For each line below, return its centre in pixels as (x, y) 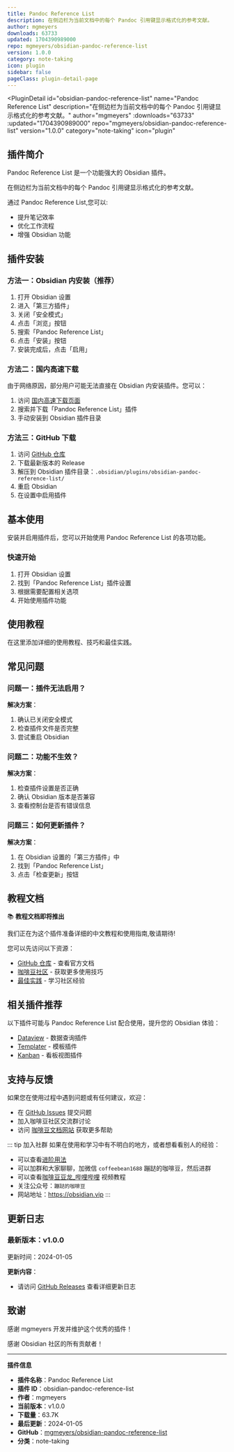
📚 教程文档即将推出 (36, 916)
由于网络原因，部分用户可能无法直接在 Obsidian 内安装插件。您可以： (107, 386)
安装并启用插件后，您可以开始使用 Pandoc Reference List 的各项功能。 (109, 538)
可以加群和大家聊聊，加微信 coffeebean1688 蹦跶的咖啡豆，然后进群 (114, 1168)
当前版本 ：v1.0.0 (41, 1406)
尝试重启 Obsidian (43, 737)
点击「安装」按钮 (42, 340)
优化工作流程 (36, 226)
